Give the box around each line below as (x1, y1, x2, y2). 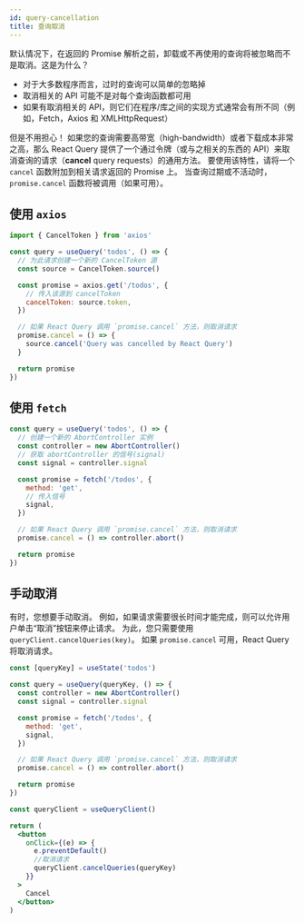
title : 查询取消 (9, 22, 65, 31)
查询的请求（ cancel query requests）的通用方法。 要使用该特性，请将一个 (16, 154, 296, 165)
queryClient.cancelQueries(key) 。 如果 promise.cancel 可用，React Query (9, 634, 289, 645)
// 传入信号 (25, 491, 65, 501)
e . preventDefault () (33, 847, 107, 856)
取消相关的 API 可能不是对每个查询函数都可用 (22, 90, 192, 101)
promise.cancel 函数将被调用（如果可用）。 (9, 177, 169, 188)
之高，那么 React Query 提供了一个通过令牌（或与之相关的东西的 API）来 (9, 143, 283, 154)
